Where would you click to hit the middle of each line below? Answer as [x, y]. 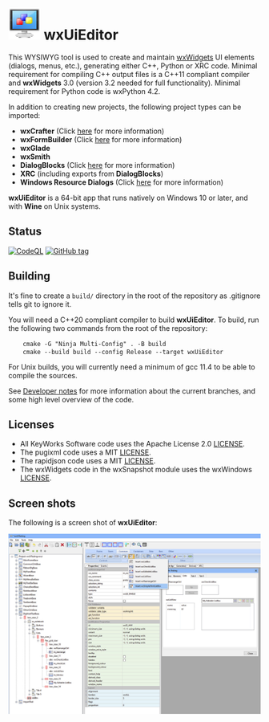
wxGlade [35, 148]
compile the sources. [43, 375]
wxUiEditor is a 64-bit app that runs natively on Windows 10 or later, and [128, 198]
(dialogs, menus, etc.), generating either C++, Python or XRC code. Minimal [133, 65]
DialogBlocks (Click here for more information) [97, 165]
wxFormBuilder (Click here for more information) [101, 139]
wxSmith [35, 157]
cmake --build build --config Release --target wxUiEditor [123, 352]
